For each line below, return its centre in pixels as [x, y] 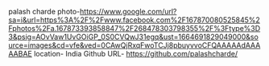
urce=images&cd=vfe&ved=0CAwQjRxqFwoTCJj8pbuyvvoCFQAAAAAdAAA [134, 45]
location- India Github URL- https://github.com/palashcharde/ [136, 54]
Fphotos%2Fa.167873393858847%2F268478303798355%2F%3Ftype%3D [134, 28]
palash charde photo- [44, 12]
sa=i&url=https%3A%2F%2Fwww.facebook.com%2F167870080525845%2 [134, 20]
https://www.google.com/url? [128, 12]
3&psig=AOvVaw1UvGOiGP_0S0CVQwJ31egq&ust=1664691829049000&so [134, 37]
